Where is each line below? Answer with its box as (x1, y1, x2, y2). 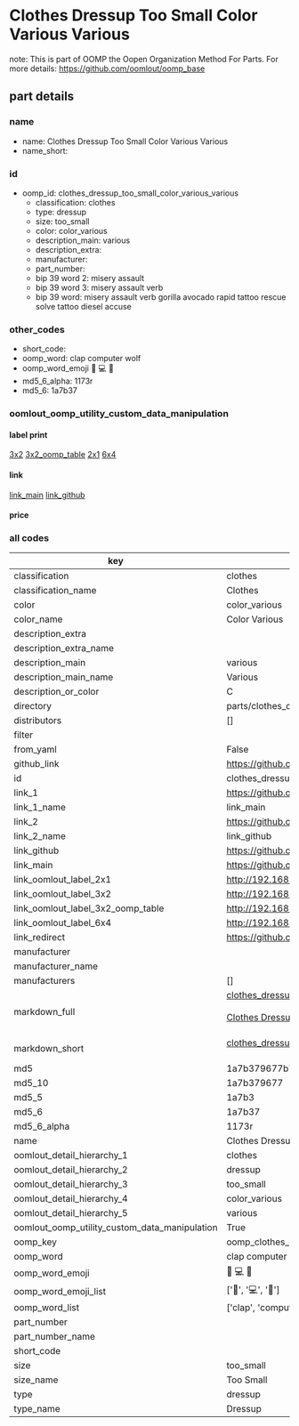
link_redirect (13, 931, 66, 944)
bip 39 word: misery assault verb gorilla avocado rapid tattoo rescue (35, 291, 287, 302)
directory (13, 700, 52, 713)
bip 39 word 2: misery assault (35, 272, 145, 283)
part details (9, 89, 75, 104)
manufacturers (13, 975, 76, 987)
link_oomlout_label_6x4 (13, 917, 112, 930)
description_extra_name (13, 642, 114, 655)
